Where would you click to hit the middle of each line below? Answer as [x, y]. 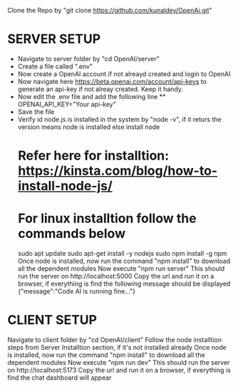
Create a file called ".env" [55, 66]
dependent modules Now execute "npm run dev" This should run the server [119, 362]
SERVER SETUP [54, 39]
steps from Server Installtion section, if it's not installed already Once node [117, 347]
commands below [72, 234]
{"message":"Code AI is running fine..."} [77, 291]
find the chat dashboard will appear [59, 378]
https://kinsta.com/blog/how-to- [118, 171]
